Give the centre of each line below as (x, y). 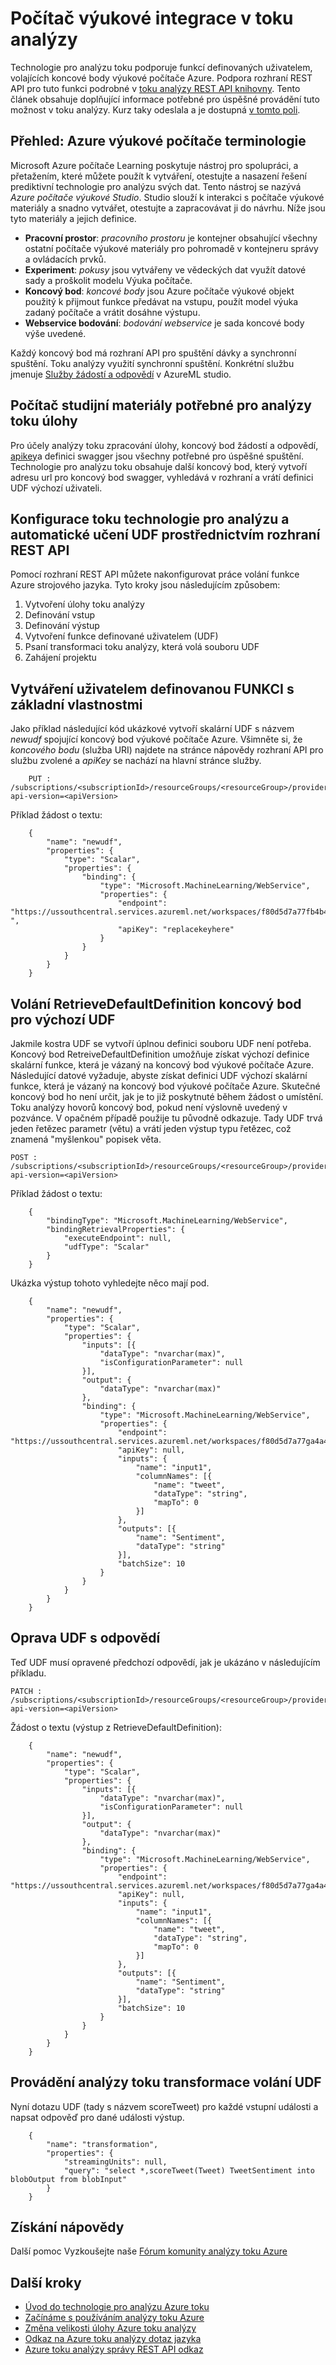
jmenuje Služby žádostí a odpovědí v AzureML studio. (121, 374)
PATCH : (26, 1691)
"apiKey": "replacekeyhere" (176, 930)
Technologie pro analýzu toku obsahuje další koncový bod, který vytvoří (159, 466)
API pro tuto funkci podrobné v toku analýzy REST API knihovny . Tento (155, 88)
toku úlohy (44, 421)
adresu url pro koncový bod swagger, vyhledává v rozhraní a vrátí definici (162, 477)
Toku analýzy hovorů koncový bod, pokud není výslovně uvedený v (149, 1107)
